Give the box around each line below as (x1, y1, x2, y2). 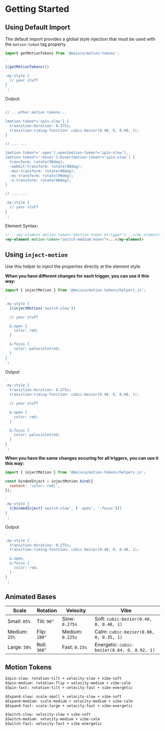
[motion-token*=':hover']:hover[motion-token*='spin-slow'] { (5, 155, 135, 160)
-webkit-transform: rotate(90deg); (9, 164, 82, 169)
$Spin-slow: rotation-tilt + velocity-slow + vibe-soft (5, 676, 122, 681)
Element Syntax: (5, 222, 38, 228)
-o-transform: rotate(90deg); (9, 178, 71, 183)
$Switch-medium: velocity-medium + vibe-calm (5, 717, 100, 722)
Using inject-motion (5, 250, 68, 259)
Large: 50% (7, 644, 31, 651)
